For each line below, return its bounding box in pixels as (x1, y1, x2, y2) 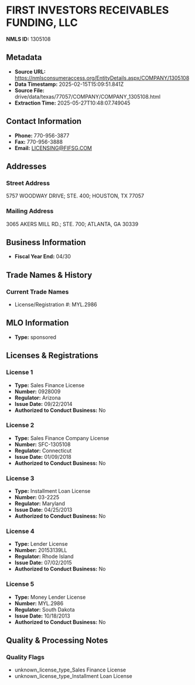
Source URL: (14, 68, 46, 75)
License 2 (6, 421, 35, 429)
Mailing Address (6, 207, 54, 215)
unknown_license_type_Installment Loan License (14, 673, 133, 680)
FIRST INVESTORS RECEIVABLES (6, 4, 169, 17)
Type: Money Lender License (14, 593, 86, 600)
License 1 (6, 368, 33, 377)
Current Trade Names (6, 287, 69, 296)
